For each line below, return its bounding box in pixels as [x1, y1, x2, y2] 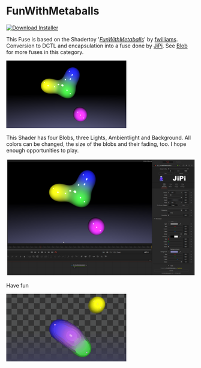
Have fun [6, 282, 29, 289]
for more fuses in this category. [6, 48, 84, 55]
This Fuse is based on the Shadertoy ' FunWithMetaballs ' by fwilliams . [6, 35, 178, 43]
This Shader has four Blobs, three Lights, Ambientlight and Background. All [6, 134, 191, 141]
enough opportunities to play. [6, 146, 79, 154]
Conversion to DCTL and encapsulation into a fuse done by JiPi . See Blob [6, 42, 188, 49]
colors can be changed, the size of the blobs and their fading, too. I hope [6, 140, 187, 148]
